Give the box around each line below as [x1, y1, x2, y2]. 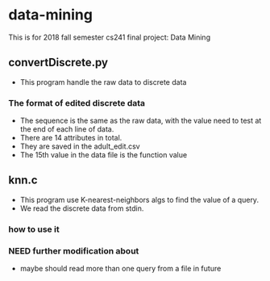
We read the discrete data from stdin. [19, 203, 144, 213]
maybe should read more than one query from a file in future [19, 264, 222, 274]
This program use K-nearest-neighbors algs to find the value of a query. [19, 195, 260, 204]
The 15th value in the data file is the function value [19, 150, 188, 160]
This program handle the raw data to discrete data [19, 77, 187, 86]
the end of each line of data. [19, 124, 114, 134]
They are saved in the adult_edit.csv [19, 141, 140, 151]
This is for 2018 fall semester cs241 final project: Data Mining [8, 32, 211, 42]
